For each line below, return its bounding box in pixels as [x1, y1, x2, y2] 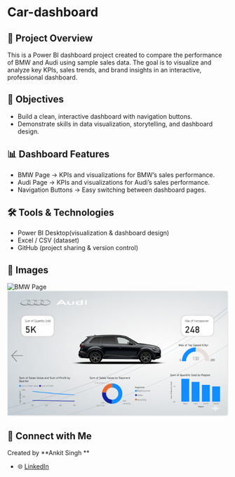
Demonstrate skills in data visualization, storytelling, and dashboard [17, 119, 213, 128]
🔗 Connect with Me [7, 430, 93, 442]
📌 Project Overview [7, 32, 93, 44]
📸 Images [7, 264, 49, 276]
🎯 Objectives [7, 93, 65, 105]
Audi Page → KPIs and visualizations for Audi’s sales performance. [17, 178, 210, 186]
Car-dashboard [7, 4, 99, 20]
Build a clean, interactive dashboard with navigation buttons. [17, 112, 193, 120]
